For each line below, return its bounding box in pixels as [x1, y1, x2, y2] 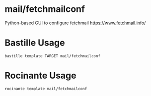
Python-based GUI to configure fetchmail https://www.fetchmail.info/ [4, 20, 146, 26]
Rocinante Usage [4, 70, 76, 81]
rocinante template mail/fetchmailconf [4, 86, 87, 91]
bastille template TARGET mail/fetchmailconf [4, 53, 100, 58]
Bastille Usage [4, 37, 65, 48]
